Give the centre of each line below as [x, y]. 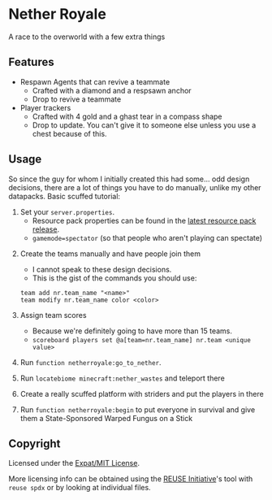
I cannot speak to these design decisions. [102, 269]
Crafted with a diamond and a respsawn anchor [112, 90]
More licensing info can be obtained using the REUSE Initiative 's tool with [131, 479]
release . [45, 229]
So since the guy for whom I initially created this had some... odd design [129, 179]
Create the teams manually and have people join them [110, 254]
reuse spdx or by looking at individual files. [80, 488]
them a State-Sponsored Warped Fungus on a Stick [106, 418]
